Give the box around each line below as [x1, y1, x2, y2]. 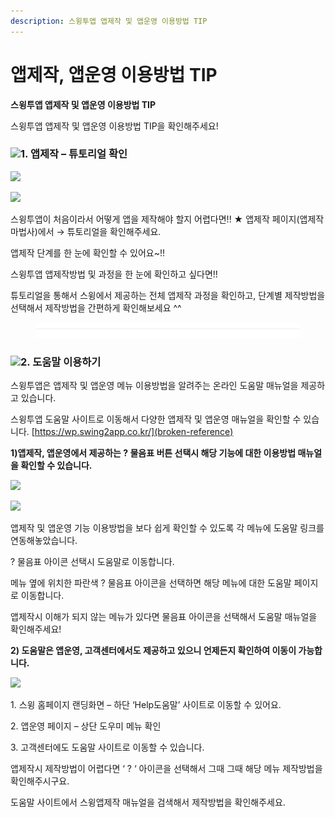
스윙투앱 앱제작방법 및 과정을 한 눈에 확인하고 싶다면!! [10, 268, 218, 280]
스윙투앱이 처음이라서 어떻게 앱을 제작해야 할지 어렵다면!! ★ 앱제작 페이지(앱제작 [10, 213, 325, 225]
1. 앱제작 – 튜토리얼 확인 [20, 147, 128, 161]
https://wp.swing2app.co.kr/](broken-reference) [34, 426, 234, 438]
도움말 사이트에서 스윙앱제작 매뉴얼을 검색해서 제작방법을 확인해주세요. [10, 796, 286, 809]
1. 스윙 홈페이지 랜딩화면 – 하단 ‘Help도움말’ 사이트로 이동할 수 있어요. [10, 699, 282, 711]
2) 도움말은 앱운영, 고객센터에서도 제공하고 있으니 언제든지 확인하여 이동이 [10, 645, 297, 657]
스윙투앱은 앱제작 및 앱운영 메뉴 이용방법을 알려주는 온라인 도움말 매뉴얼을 [10, 380, 299, 392]
